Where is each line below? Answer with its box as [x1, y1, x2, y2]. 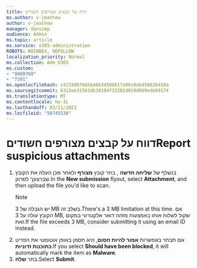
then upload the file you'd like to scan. [15, 182, 111, 189]
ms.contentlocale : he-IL [6, 99, 69, 105]
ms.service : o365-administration [6, 43, 91, 49]
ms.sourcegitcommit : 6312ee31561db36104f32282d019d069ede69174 [6, 88, 169, 94]
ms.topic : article [6, 37, 53, 43]
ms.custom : [6, 65, 34, 71]
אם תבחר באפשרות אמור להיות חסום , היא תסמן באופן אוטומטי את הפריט [15, 237, 185, 244]
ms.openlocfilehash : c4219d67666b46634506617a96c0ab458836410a [6, 82, 169, 88]
